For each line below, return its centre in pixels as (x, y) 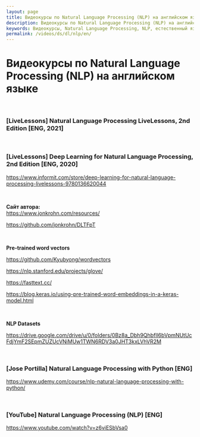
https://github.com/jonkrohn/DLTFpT (51, 224)
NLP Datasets (23, 324)
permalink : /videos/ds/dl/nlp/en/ (49, 34)
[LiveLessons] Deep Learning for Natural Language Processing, (100, 157)
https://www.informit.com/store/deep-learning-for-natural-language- (91, 177)
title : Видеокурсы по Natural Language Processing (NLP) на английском (97, 17)
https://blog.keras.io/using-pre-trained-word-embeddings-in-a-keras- (93, 294)
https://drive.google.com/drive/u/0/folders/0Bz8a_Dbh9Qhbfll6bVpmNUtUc (99, 335)
